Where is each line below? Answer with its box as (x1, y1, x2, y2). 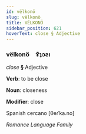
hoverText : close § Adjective (6, 31, 81, 37)
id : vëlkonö (6, 8, 35, 15)
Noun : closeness (6, 87, 48, 94)
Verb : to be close (6, 75, 48, 82)
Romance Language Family (6, 121, 73, 128)
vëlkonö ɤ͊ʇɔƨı (6, 50, 51, 59)
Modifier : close (6, 98, 44, 106)
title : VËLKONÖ (6, 20, 44, 25)
